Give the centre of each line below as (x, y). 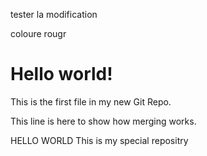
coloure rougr (38, 33)
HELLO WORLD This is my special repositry (99, 140)
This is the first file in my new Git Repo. (91, 101)
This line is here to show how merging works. (103, 121)
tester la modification (54, 14)
